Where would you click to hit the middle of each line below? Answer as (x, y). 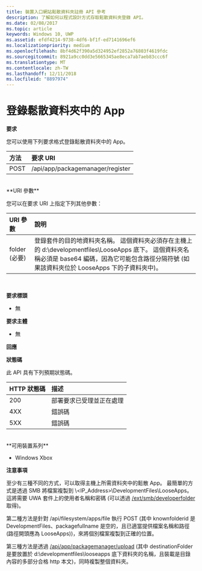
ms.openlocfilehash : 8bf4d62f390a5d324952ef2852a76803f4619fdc (87, 51)
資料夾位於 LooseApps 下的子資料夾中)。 (104, 268)
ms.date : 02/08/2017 (32, 23)
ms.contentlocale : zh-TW (37, 68)
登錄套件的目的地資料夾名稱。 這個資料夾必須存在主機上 (113, 241)
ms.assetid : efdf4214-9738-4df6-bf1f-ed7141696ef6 (71, 40)
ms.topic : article (29, 29)
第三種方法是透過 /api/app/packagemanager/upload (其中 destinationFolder (100, 546)
